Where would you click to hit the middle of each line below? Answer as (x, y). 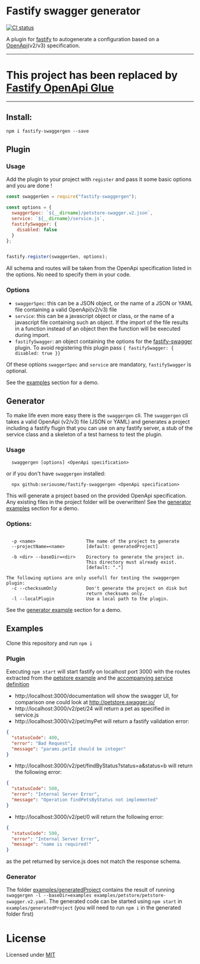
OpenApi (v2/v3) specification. (43, 45)
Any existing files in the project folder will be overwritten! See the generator (99, 502)
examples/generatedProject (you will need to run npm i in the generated (94, 908)
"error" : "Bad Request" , (42, 743)
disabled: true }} (37, 353)
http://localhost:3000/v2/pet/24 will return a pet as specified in (92, 709)
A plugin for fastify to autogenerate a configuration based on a (83, 39)
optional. (17, 371)
